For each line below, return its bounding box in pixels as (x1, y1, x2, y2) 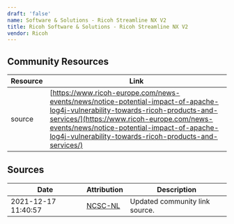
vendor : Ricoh (7, 29, 49, 37)
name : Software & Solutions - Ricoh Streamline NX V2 (7, 17, 167, 24)
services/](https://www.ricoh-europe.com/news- (49, 114, 214, 124)
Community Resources (7, 55, 109, 67)
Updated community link (130, 196, 210, 206)
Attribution (86, 184, 123, 194)
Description (156, 184, 197, 194)
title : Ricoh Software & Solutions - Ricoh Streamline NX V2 (7, 23, 189, 30)
